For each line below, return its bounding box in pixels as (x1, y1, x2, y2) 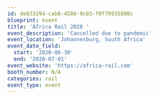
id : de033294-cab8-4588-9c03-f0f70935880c (7, 10, 133, 17)
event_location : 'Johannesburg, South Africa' (7, 36, 146, 43)
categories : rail (7, 75, 58, 82)
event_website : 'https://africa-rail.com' (7, 62, 133, 69)
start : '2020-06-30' (13, 49, 74, 56)
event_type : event (7, 82, 61, 89)
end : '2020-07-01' (13, 56, 68, 63)
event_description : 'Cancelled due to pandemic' (7, 29, 152, 37)
